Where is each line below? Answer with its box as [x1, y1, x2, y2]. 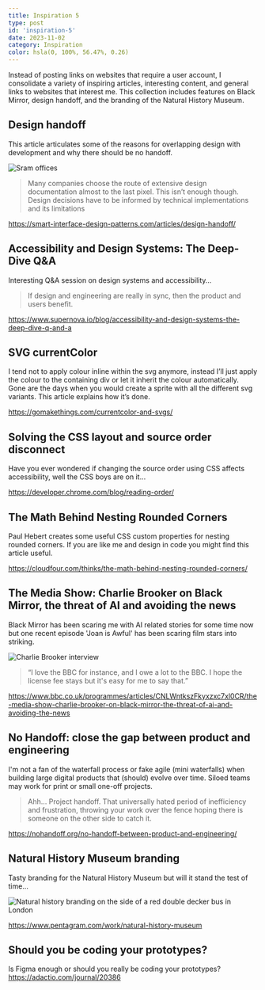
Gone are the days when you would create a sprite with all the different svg [8, 383, 253, 393]
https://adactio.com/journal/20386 [8, 973, 121, 982]
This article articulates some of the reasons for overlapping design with [8, 139, 241, 149]
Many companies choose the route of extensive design [27, 178, 207, 188]
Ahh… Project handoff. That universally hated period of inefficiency [27, 797, 247, 806]
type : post [8, 19, 44, 27]
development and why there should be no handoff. [8, 147, 172, 157]
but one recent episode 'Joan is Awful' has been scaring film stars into [8, 628, 237, 638]
